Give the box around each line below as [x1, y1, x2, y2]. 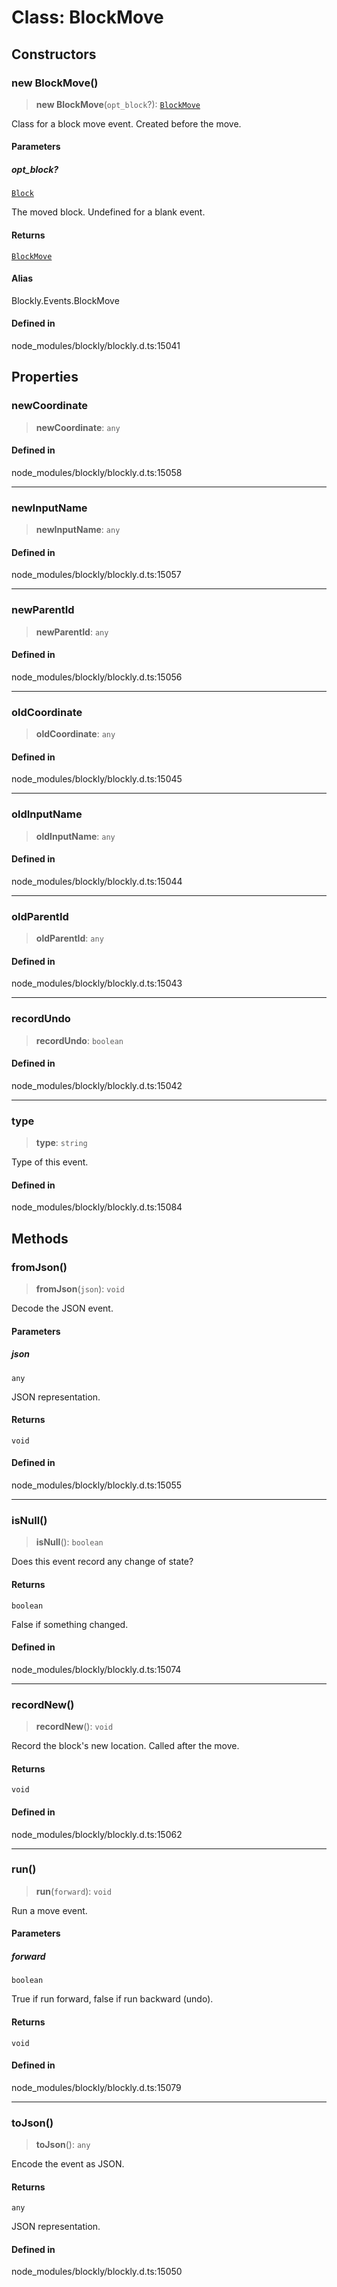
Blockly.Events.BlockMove [11, 294, 120, 306]
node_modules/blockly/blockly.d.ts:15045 [11, 773, 183, 785]
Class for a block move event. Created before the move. [11, 117, 242, 130]
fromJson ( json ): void [35, 1283, 125, 1295]
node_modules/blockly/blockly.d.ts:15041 [11, 340, 181, 352]
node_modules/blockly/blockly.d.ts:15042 [11, 1079, 183, 1091]
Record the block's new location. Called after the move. [11, 1740, 240, 1752]
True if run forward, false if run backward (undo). [11, 1993, 214, 2005]
